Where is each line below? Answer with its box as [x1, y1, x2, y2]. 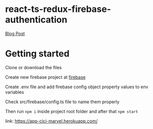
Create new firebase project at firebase [5, 74, 86, 80]
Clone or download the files [5, 64, 62, 70]
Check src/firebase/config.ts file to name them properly [5, 99, 120, 105]
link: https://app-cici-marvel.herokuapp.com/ [5, 118, 98, 124]
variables [5, 89, 24, 95]
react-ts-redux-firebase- [5, 3, 111, 15]
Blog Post [5, 30, 25, 36]
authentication [5, 14, 67, 25]
